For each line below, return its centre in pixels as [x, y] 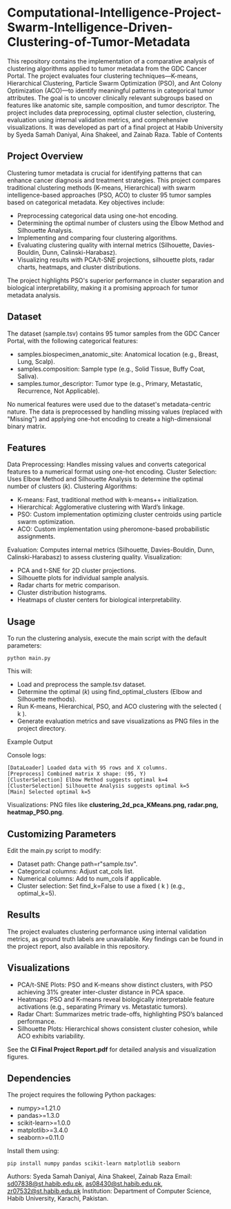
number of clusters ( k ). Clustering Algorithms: [72, 486]
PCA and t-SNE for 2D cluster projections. [77, 570]
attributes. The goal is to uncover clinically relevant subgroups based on [110, 97]
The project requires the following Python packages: [82, 1095]
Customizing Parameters [62, 834]
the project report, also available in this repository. [78, 946]
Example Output [30, 742]
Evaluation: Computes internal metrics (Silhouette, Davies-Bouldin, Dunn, [111, 550]
